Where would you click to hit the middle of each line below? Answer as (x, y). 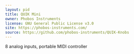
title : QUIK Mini (23, 14)
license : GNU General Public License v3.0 (49, 23)
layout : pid (17, 10)
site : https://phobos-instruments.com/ (46, 28)
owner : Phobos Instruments (33, 19)
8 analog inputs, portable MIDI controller (46, 46)
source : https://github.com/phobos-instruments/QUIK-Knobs (67, 32)
